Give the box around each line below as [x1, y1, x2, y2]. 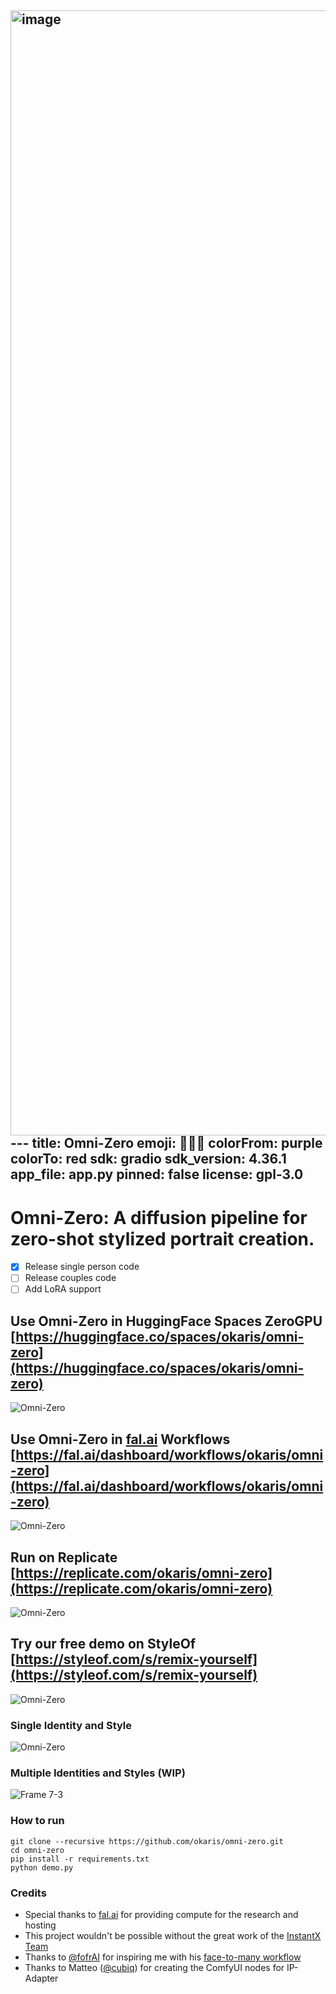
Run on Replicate [10, 1549, 118, 1566]
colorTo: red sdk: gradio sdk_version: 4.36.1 [10, 1151, 287, 1168]
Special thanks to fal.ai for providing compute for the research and [24, 1908, 299, 1920]
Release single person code [24, 1261, 140, 1273]
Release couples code [24, 1272, 117, 1284]
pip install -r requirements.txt [10, 1854, 150, 1864]
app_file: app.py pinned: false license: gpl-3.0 [10, 1166, 304, 1183]
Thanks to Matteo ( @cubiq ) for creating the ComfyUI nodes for [24, 1961, 285, 1973]
